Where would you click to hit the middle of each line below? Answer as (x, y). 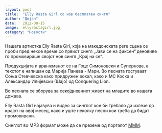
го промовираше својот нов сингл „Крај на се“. (54, 56)
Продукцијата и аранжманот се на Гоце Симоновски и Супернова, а (77, 66)
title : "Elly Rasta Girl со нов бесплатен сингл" (58, 14)
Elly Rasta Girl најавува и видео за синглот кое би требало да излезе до (80, 105)
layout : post (18, 9)
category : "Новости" (26, 32)
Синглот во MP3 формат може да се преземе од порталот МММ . (73, 125)
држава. (14, 96)
